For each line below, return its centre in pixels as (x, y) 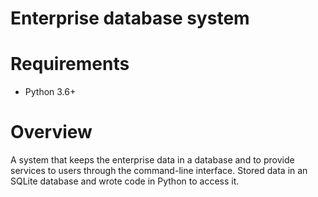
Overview (51, 132)
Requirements (70, 64)
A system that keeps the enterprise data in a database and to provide (152, 160)
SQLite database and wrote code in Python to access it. (125, 181)
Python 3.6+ (50, 92)
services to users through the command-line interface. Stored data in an (159, 171)
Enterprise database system (130, 18)
